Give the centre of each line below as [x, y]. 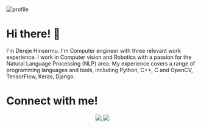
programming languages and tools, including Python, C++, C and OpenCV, [100, 70]
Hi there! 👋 [33, 34]
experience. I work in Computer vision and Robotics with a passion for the [99, 57]
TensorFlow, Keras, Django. [41, 76]
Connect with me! [52, 101]
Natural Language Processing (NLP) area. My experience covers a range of [101, 63]
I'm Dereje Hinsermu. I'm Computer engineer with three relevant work [94, 50]
